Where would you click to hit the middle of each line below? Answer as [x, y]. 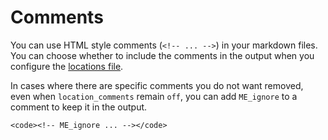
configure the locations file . [67, 66]
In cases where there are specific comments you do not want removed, [157, 85]
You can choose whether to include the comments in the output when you [162, 55]
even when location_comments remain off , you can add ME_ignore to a [154, 96]
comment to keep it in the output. [79, 107]
